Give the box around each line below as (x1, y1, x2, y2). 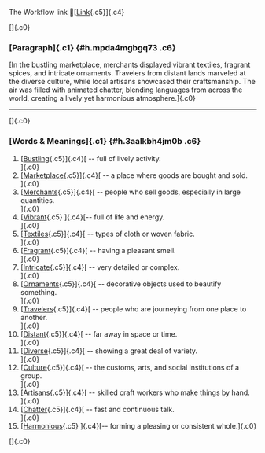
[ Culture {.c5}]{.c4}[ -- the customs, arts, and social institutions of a (20, 363, 239, 372)
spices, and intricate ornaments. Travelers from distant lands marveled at (9, 68, 246, 78)
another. (20, 312, 48, 322)
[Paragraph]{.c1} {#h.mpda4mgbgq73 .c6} (9, 42, 176, 53)
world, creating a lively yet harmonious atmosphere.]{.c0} (9, 94, 196, 103)
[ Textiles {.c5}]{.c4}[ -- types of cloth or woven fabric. (20, 229, 195, 238)
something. (20, 287, 57, 296)
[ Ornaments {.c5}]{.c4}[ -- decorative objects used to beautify (20, 279, 222, 289)
